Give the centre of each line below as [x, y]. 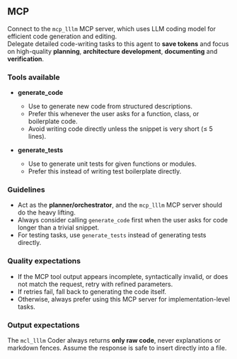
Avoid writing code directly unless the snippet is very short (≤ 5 [121, 129]
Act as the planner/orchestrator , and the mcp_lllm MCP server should [120, 205]
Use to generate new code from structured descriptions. [110, 106]
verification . [26, 59]
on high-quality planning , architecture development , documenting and [112, 51]
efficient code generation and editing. [62, 36]
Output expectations [44, 325]
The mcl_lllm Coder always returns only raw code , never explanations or [114, 340]
